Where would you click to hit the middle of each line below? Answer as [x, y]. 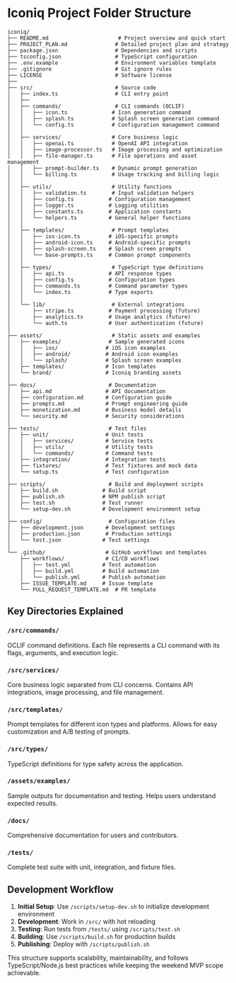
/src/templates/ [35, 709]
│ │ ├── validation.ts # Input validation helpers [101, 193]
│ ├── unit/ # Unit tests [75, 434]
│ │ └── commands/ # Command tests [80, 453]
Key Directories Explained [65, 612]
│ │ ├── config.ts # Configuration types [91, 280]
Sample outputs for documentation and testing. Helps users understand [112, 795]
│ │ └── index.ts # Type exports [80, 292]
